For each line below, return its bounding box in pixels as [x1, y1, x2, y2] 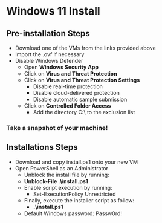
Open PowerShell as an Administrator [15, 164, 109, 172]
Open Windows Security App [24, 63, 99, 71]
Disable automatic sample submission [33, 95, 128, 103]
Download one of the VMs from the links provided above [15, 44, 156, 51]
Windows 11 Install [6, 4, 101, 18]
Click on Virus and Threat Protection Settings [24, 77, 140, 83]
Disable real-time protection [33, 83, 103, 90]
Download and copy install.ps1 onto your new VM [15, 158, 138, 166]
